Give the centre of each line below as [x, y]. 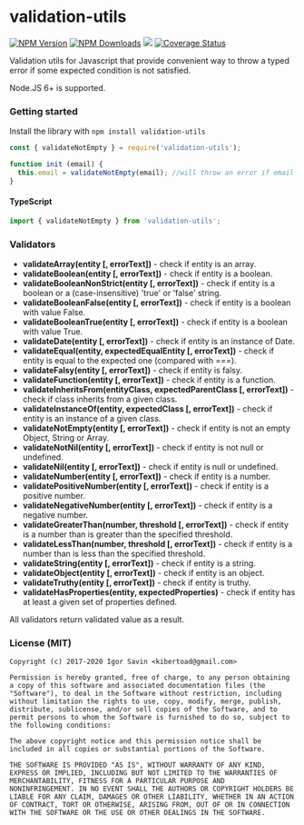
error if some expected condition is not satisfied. [100, 70]
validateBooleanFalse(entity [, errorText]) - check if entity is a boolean [157, 303]
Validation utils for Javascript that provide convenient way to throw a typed [150, 60]
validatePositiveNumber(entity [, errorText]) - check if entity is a [146, 486]
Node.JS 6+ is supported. [58, 87]
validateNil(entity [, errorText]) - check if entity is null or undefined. [150, 467]
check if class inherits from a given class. [100, 399]
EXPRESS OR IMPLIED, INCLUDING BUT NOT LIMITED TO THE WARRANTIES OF [144, 773]
